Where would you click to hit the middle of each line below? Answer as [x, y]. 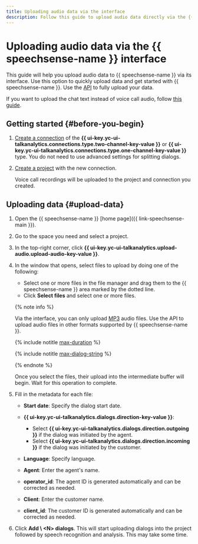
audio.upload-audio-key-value [53, 254]
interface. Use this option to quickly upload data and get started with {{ [92, 81]
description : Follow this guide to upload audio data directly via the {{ [100, 17]
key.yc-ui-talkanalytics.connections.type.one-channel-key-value [98, 150]
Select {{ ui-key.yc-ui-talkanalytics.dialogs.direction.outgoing [111, 428]
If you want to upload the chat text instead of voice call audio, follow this [94, 99]
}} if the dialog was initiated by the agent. [82, 435]
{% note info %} [34, 307]
